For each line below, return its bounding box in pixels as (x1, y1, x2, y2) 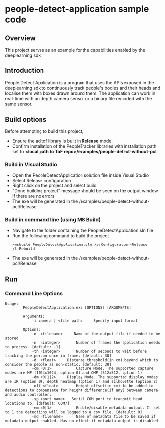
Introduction (5, 66, 44, 75)
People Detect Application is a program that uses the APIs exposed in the (5, 79, 154, 85)
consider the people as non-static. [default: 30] (5, 362, 112, 367)
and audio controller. (5, 392, 52, 397)
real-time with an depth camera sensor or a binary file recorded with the (5, 95, 152, 101)
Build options (5, 115, 47, 123)
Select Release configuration (12, 177, 71, 183)
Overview (5, 34, 36, 42)
